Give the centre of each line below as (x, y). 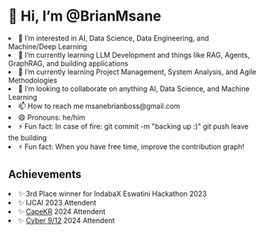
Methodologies (33, 80)
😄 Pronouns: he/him (52, 117)
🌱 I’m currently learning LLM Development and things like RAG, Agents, (134, 55)
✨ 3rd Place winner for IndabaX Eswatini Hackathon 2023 (113, 193)
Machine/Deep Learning (48, 46)
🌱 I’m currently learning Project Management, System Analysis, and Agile (138, 71)
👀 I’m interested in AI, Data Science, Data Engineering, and (114, 38)
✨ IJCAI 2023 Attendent (57, 202)
